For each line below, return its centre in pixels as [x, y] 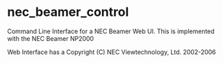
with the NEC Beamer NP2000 [51, 38]
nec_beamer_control [68, 12]
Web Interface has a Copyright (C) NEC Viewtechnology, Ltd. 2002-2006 [112, 52]
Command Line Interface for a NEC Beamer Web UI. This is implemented [111, 31]
